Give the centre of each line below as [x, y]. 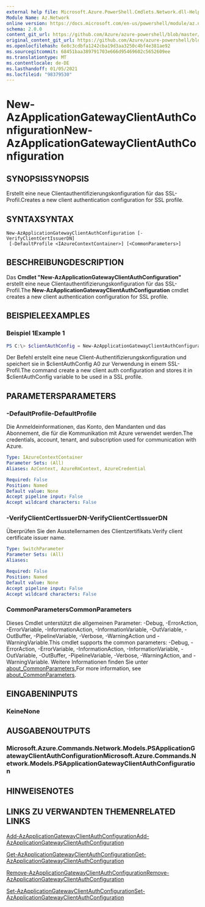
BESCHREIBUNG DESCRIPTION [65, 263]
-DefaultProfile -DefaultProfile [51, 414]
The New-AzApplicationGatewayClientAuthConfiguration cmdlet [105, 290]
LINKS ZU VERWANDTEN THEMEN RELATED [91, 812]
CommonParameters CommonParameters [69, 609]
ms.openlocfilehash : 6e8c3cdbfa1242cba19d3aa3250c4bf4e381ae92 [88, 46]
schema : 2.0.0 [24, 29]
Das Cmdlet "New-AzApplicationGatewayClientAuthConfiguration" [94, 277]
